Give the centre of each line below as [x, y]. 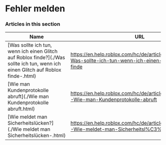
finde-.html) [22, 76]
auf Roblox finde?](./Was [36, 57]
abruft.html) [21, 109]
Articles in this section [33, 24]
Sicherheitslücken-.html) [37, 136]
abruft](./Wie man [28, 97]
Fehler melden [35, 9]
